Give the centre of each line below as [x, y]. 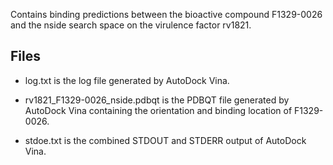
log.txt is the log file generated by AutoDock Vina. [127, 80]
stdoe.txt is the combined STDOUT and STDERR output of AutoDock [165, 140]
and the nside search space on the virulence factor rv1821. [131, 25]
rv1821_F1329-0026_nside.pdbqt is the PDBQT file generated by [157, 100]
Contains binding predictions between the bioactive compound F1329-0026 [166, 14]
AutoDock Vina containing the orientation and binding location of [158, 110]
